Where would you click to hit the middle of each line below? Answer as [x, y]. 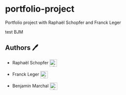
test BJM [14, 32]
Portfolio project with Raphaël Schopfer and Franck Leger [63, 22]
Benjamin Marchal [30, 86]
